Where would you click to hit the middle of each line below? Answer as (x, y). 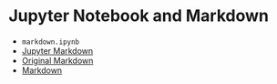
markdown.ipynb (51, 42)
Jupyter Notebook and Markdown (139, 16)
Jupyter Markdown (57, 50)
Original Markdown (57, 60)
